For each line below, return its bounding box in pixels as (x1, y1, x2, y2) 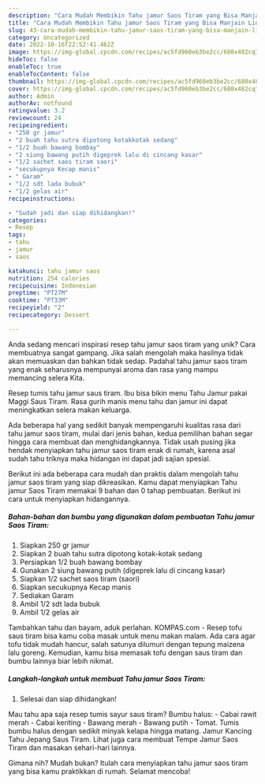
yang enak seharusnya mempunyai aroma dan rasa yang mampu (8, 364, 218, 374)
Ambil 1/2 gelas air (19, 608, 80, 617)
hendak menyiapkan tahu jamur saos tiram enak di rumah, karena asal (8, 445, 236, 455)
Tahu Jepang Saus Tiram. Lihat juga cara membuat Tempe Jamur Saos (8, 734, 239, 744)
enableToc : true (8, 63, 62, 71)
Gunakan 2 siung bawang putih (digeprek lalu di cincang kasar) (19, 565, 226, 575)
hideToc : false (8, 56, 58, 64)
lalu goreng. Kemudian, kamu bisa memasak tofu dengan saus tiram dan (8, 648, 243, 657)
